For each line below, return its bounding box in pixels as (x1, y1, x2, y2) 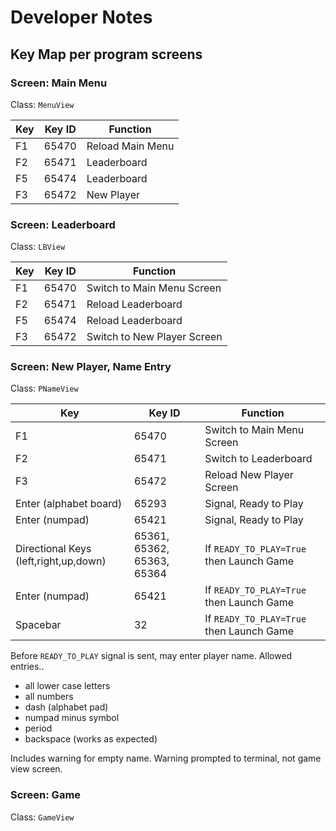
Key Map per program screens (10, 46, 203, 63)
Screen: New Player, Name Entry (10, 360, 172, 374)
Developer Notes (10, 6, 153, 29)
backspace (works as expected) (24, 733, 158, 745)
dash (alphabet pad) (24, 701, 109, 713)
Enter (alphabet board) (15, 497, 123, 511)
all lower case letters (24, 680, 111, 692)
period (24, 722, 53, 735)
